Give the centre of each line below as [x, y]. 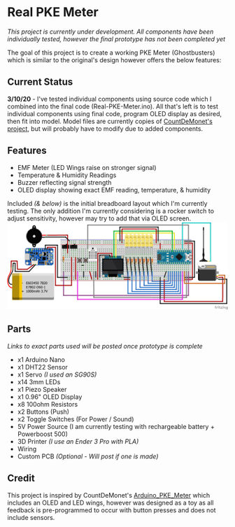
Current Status [40, 82]
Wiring [27, 449]
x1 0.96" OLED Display [50, 397]
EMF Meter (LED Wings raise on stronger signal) [87, 167]
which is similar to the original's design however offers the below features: [114, 59]
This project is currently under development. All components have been [111, 31]
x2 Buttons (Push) [43, 412]
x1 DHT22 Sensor [43, 367]
